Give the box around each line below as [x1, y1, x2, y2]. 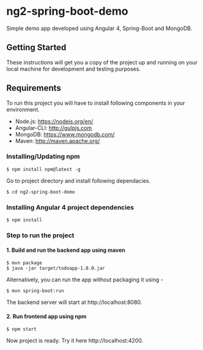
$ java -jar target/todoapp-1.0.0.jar [6, 265, 105, 272]
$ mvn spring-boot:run [6, 288, 64, 294]
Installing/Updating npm [6, 152, 81, 161]
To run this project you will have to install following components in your [6, 99, 185, 107]
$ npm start [6, 326, 37, 332]
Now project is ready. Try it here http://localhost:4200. [6, 337, 144, 344]
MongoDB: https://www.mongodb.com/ [15, 131, 115, 138]
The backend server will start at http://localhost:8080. [6, 299, 142, 306]
